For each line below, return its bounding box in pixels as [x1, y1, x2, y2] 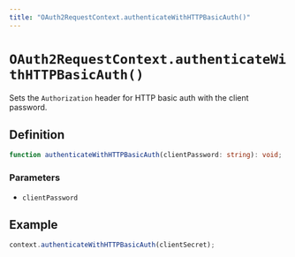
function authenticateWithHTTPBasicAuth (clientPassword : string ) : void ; [9, 151, 283, 160]
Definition [9, 127, 64, 142]
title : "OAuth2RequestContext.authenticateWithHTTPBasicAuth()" [9, 12, 251, 22]
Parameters [9, 171, 60, 184]
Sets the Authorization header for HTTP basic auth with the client [9, 92, 249, 102]
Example [9, 217, 58, 232]
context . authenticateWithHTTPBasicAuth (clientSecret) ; [9, 240, 216, 250]
